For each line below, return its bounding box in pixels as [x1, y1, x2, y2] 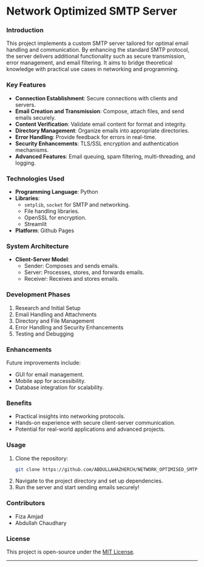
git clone [15, 466, 41, 472]
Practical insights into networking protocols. [15, 413, 126, 420]
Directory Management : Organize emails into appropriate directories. [15, 126, 189, 134]
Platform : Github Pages [15, 227, 75, 235]
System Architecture [6, 242, 69, 250]
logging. [15, 159, 36, 167]
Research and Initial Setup [15, 304, 81, 311]
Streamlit [24, 221, 47, 228]
